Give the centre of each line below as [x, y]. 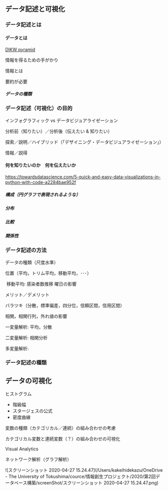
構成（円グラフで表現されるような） [43, 195]
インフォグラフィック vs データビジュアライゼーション [62, 120]
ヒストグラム [18, 394]
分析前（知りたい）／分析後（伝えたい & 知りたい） [59, 131]
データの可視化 [29, 381]
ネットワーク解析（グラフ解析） [38, 460]
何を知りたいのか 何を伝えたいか [41, 165]
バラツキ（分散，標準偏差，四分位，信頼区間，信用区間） [65, 305]
